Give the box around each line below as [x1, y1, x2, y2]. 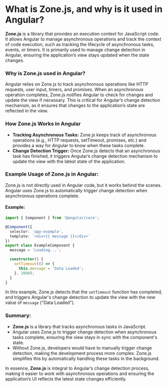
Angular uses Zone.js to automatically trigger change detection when [5, 187, 147, 193]
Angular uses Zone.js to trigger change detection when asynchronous [12, 329, 156, 335]
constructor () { [9, 257, 43, 262]
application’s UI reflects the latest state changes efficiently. [5, 375, 127, 381]
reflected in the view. [5, 108, 48, 114]
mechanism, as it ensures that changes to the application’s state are [5, 103, 145, 109]
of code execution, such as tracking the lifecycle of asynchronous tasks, [5, 41, 154, 47]
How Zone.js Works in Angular [5, 120, 81, 127]
